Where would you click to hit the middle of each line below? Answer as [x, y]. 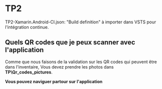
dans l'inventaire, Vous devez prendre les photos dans [59, 67]
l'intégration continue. [27, 27]
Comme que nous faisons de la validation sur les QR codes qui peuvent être [81, 62]
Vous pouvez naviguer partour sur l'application [54, 81]
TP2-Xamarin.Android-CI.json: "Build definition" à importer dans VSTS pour [81, 22]
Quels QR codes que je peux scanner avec [70, 43]
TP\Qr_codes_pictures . [29, 72]
